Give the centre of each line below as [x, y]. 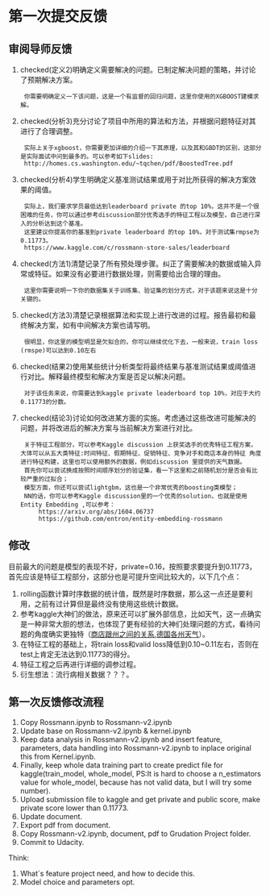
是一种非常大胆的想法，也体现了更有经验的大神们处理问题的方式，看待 [137, 624]
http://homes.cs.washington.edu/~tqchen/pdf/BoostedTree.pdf [129, 164]
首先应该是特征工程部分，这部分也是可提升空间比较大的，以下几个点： [125, 577]
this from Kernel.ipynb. [58, 756]
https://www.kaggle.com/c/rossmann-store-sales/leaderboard [127, 248]
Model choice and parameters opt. [77, 882]
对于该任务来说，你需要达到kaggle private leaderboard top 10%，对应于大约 [142, 393]
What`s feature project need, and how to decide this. [107, 873]
